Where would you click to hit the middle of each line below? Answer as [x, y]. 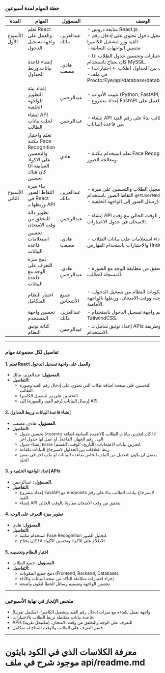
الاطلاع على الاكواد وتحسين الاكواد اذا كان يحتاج [62, 541]
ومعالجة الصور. [103, 160]
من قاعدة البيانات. [106, 124]
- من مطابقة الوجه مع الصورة [118, 268]
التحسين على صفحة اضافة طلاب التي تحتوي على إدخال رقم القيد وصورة [85, 385]
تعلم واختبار [40, 135]
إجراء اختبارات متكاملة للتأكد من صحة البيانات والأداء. [67, 579]
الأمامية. [96, 304]
